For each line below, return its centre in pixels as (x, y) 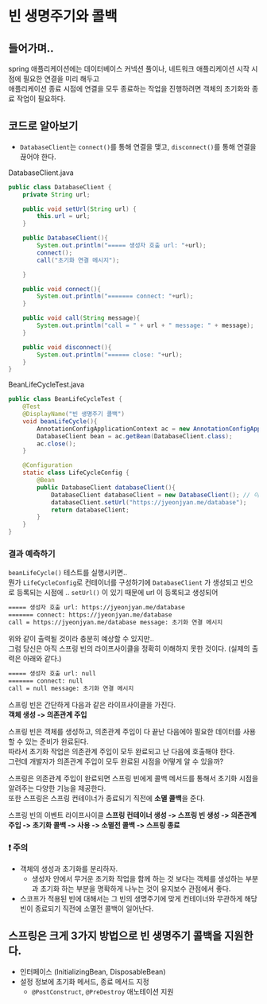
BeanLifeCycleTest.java (46, 385)
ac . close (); (57, 444)
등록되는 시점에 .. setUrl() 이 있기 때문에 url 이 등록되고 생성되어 (117, 593)
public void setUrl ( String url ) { (79, 209)
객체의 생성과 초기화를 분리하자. (68, 869)
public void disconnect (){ (67, 347)
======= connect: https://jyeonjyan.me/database (90, 615)
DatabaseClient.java (41, 173)
